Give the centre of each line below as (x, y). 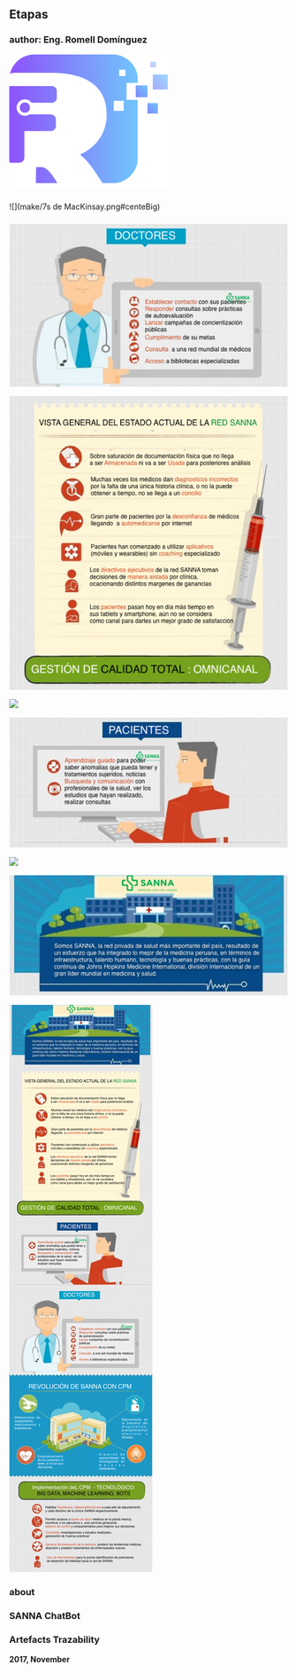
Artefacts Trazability (54, 1640)
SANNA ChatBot (45, 1616)
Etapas (29, 15)
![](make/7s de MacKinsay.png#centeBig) (85, 206)
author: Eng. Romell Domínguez (78, 40)
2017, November (40, 1659)
